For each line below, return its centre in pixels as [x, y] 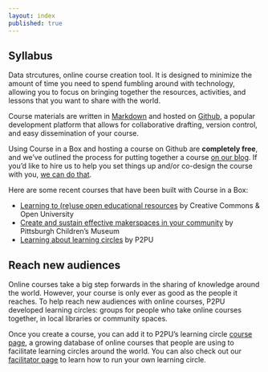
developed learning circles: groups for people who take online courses [125, 310]
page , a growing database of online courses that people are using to [121, 343]
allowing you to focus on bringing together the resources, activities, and [127, 92]
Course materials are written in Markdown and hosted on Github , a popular [132, 117]
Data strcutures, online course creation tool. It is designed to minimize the [130, 75]
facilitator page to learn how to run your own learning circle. [107, 360]
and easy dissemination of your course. [73, 133]
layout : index [32, 16]
